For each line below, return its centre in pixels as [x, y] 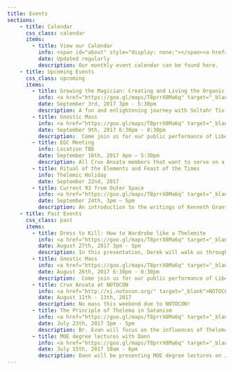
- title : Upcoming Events [57, 72]
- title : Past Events [51, 214]
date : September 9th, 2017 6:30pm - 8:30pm [102, 130]
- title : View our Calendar [72, 46]
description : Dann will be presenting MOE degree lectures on [130, 356]
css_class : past [49, 220]
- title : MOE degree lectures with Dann [91, 336]
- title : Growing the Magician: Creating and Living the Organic [129, 91]
